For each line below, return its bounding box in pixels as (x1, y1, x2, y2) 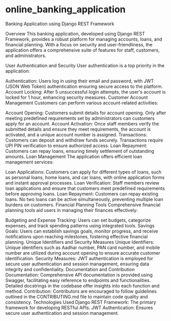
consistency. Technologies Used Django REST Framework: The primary (5, 299, 157, 305)
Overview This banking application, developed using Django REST (5, 30, 145, 37)
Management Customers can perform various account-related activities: (5, 99, 158, 106)
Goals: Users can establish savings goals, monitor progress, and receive (5, 228, 158, 234)
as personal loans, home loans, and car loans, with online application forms (5, 174, 165, 181)
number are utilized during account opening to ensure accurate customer (5, 249, 161, 256)
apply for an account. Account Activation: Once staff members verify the (5, 120, 159, 127)
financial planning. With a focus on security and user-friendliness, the (5, 41, 153, 47)
